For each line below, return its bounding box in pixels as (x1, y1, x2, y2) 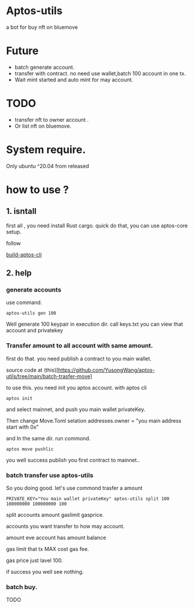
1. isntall (6, 206, 37, 216)
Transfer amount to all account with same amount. (6, 342, 153, 350)
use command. (6, 299, 42, 306)
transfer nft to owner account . (14, 116, 89, 123)
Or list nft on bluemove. (14, 122, 72, 129)
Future (6, 44, 39, 58)
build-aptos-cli (6, 251, 42, 258)
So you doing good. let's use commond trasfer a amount (6, 485, 143, 492)
